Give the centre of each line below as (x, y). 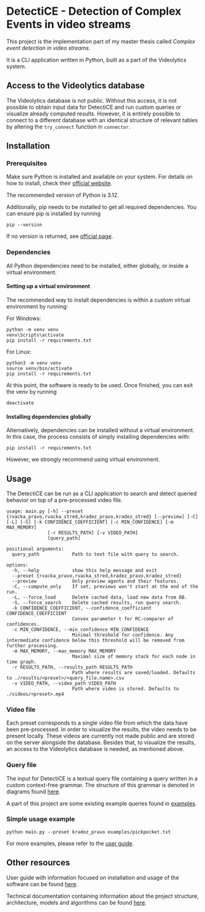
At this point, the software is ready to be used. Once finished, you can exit (100, 385)
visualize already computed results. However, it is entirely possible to (93, 113)
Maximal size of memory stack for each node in (134, 656)
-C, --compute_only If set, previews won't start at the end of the (105, 586)
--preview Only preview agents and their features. (95, 581)
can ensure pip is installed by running (54, 214)
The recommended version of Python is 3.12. (63, 195)
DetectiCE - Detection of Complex (94, 11)
